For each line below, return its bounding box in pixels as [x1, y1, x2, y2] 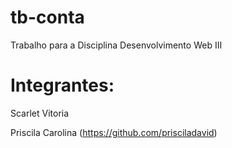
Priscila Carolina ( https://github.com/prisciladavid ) [10, 126, 218, 138]
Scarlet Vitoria [10, 107, 70, 119]
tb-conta [10, 6, 85, 29]
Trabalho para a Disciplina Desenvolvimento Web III [10, 39, 223, 51]
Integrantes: [10, 74, 115, 97]
